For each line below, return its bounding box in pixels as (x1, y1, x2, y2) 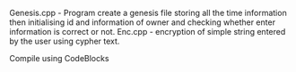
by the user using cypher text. (9, 36, 120, 46)
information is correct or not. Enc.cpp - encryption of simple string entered (9, 27, 286, 36)
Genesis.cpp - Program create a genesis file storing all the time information (9, 8, 287, 18)
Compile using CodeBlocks (9, 53, 109, 63)
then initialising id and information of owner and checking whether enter (9, 17, 276, 28)
